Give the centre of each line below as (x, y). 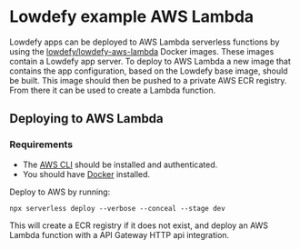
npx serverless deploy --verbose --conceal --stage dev (117, 208)
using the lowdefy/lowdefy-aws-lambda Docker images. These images (142, 51)
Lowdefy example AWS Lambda (132, 17)
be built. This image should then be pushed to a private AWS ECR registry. (148, 80)
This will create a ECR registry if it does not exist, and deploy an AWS (139, 225)
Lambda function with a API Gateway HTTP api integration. (120, 234)
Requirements (41, 144)
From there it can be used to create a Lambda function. (113, 90)
